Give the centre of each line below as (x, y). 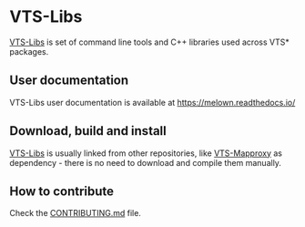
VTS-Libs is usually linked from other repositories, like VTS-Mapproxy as (146, 153)
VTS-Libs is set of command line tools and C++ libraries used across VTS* (149, 42)
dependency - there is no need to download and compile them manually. (146, 162)
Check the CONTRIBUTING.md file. (75, 213)
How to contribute (62, 191)
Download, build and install (88, 131)
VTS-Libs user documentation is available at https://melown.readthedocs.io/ (152, 102)
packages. (29, 51)
